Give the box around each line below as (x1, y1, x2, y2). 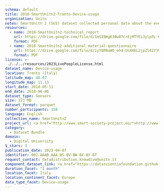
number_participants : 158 (5, 107, 58, 112)
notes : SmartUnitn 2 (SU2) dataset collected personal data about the (5, 21, 152, 26)
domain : (5, 134, 21, 139)
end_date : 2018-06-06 (5, 89, 49, 94)
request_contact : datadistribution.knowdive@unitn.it (5, 157, 117, 162)
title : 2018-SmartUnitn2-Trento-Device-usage (5, 12, 99, 17)
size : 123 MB (5, 98, 32, 103)
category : (5, 125, 25, 130)
